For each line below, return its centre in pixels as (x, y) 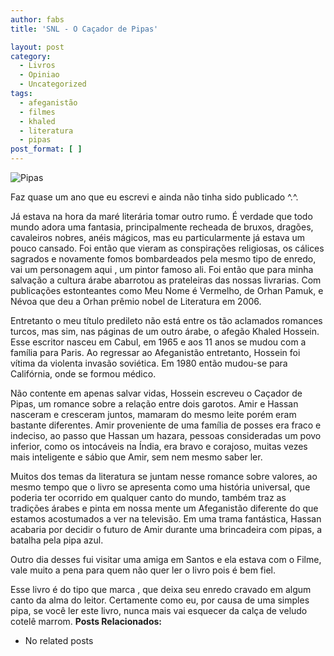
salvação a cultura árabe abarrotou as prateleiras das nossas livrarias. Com (166, 280)
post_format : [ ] (46, 149)
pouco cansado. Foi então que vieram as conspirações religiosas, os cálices (167, 248)
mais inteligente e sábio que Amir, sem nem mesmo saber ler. (136, 457)
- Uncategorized (53, 84)
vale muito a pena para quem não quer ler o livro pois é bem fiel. (143, 570)
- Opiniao (39, 75)
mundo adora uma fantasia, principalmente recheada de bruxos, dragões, (162, 227)
